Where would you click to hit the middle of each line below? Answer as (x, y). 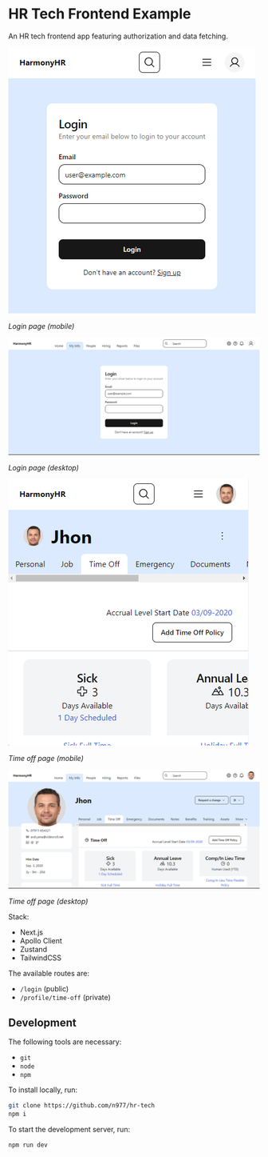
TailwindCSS (41, 958)
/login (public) (44, 989)
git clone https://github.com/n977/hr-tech (82, 1106)
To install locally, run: (43, 1090)
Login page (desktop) (44, 468)
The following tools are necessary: (65, 1042)
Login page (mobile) (41, 326)
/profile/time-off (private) (65, 998)
